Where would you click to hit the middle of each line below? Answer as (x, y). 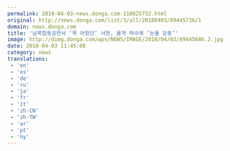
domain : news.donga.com (42, 26)
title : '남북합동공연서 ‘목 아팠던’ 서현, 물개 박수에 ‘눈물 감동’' (93, 33)
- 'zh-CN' (24, 111)
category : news (29, 53)
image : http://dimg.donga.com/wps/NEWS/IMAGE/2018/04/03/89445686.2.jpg (115, 40)
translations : (28, 59)
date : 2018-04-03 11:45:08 (46, 46)
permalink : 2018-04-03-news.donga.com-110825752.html (87, 14)
